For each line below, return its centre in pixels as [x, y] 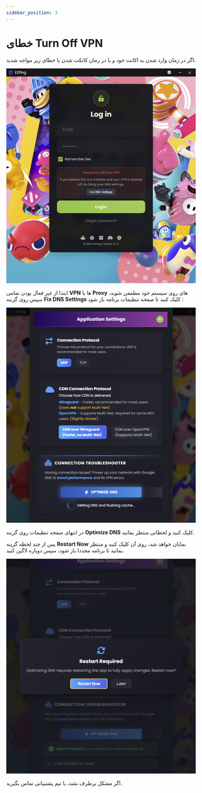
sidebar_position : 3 [32, 13]
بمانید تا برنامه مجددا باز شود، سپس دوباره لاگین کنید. [65, 550]
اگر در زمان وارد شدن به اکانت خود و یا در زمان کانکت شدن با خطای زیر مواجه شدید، [101, 60]
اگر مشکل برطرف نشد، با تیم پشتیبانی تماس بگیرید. [64, 783]
